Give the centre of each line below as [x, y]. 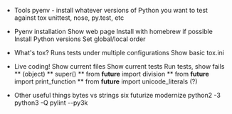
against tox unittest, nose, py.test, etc [69, 18]
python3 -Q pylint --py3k [51, 103]
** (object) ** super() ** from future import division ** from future [112, 74]
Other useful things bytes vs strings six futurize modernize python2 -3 [117, 95]
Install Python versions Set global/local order [80, 39]
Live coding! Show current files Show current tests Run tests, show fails [119, 66]
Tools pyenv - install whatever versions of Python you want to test [111, 10]
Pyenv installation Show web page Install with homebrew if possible [114, 32]
